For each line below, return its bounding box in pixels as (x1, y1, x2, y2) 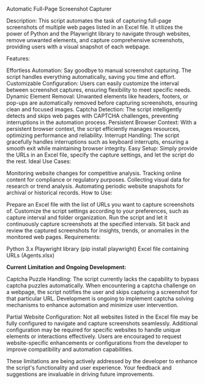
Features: (6, 55, 31, 62)
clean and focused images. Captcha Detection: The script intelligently (6, 106, 182, 113)
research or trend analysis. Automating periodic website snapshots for (6, 183, 184, 190)
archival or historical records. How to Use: (6, 189, 113, 196)
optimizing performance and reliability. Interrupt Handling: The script (6, 131, 179, 139)
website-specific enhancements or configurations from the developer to (6, 339, 188, 346)
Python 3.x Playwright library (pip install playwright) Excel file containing (6, 245, 189, 253)
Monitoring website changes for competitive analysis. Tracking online (6, 169, 182, 177)
